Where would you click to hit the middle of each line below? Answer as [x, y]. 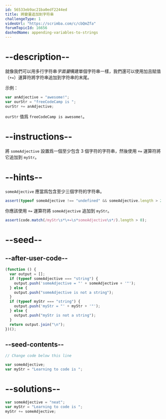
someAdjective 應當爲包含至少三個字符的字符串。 [55, 192]
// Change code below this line [38, 356]
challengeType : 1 [23, 19]
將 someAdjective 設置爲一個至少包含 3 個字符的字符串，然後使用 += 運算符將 [83, 151]
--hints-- [24, 177]
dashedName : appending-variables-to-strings [52, 33]
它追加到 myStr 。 [22, 157]
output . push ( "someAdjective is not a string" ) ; [64, 292]
